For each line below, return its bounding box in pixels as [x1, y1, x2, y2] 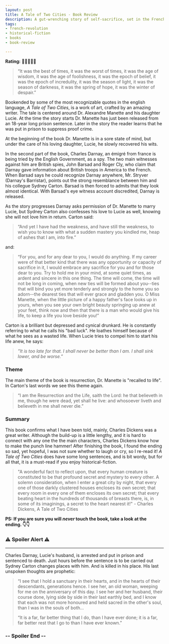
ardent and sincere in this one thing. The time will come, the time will [17, 275, 160, 281]
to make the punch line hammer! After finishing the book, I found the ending [5, 443, 162, 449]
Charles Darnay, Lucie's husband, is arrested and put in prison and [5, 552, 144, 558]
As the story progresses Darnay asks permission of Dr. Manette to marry [5, 203, 156, 209]
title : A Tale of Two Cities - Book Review [5, 12, 98, 17]
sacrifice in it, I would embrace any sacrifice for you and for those [17, 264, 154, 270]
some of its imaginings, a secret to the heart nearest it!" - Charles [17, 501, 153, 507]
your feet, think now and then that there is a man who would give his [17, 307, 159, 313]
